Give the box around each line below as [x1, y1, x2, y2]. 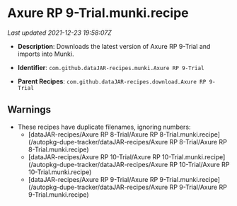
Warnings [7, 104, 52, 116]
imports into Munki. [17, 50, 74, 58]
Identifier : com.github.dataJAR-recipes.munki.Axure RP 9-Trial [17, 63, 204, 71]
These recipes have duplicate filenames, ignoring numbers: [17, 122, 191, 131]
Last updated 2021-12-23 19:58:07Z [7, 28, 112, 37]
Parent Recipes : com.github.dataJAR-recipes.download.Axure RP [17, 76, 207, 86]
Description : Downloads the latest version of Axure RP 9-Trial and [17, 42, 211, 50]
